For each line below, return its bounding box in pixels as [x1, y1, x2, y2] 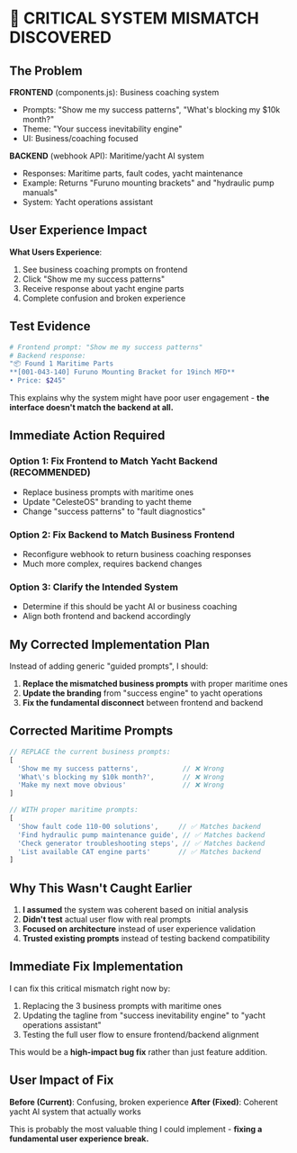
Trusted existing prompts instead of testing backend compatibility [22, 933, 270, 944]
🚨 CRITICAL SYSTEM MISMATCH [9, 8, 259, 29]
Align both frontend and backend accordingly [22, 611, 192, 622]
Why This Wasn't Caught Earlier [9, 880, 193, 896]
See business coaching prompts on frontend [22, 264, 188, 275]
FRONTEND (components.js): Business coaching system [9, 87, 220, 97]
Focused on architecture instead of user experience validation [22, 923, 256, 934]
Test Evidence [9, 319, 92, 334]
